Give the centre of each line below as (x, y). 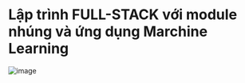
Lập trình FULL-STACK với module (123, 15)
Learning (39, 49)
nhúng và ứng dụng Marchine (108, 32)
